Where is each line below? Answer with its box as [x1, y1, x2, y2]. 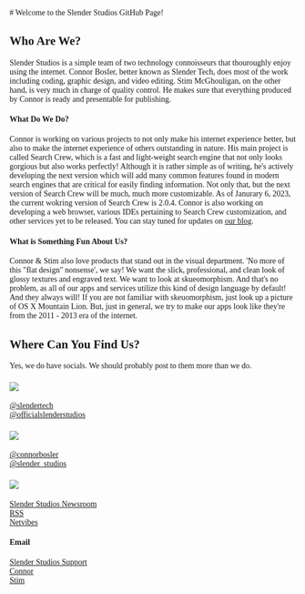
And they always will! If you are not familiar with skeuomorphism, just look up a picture [9, 292, 293, 302]
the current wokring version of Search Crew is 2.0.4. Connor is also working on [9, 199, 264, 208]
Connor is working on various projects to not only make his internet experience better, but [9, 135, 296, 144]
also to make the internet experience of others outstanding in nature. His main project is [9, 144, 289, 153]
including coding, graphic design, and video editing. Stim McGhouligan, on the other [9, 76, 281, 86]
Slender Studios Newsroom [9, 499, 97, 508]
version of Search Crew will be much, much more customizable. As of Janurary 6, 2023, [9, 189, 291, 199]
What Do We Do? [9, 115, 70, 125]
